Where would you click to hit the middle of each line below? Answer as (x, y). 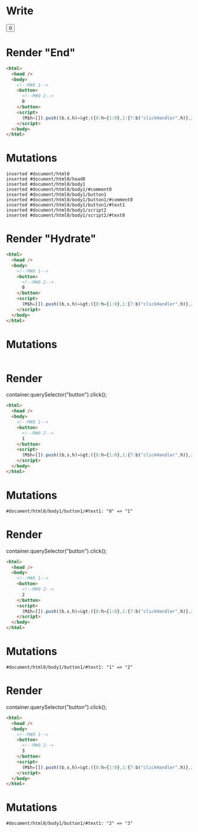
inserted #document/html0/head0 (46, 179)
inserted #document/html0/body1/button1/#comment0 (70, 200)
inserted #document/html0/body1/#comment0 (59, 190)
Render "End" (41, 53)
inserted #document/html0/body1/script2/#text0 (66, 215)
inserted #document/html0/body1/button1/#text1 (66, 205)
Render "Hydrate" (51, 239)
